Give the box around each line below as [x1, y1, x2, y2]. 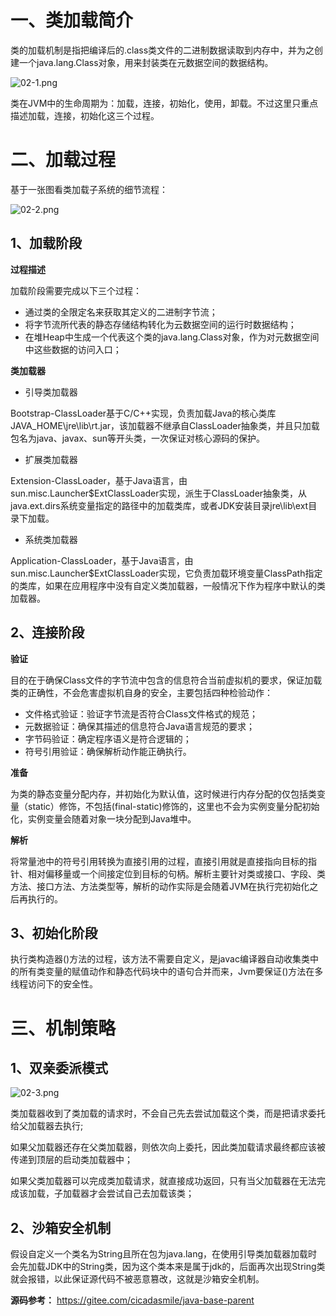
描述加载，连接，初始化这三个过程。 [10, 109, 160, 121]
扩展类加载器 [24, 453, 78, 465]
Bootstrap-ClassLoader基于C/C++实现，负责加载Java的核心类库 [10, 407, 277, 419]
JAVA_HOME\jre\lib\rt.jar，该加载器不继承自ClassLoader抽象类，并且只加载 [10, 419, 320, 431]
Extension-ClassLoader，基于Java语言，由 [10, 474, 188, 486]
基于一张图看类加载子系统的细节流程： [10, 183, 168, 195]
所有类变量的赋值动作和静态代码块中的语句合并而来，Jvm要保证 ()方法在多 [18, 966, 324, 978]
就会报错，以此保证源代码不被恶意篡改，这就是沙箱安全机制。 [10, 1273, 265, 1285]
